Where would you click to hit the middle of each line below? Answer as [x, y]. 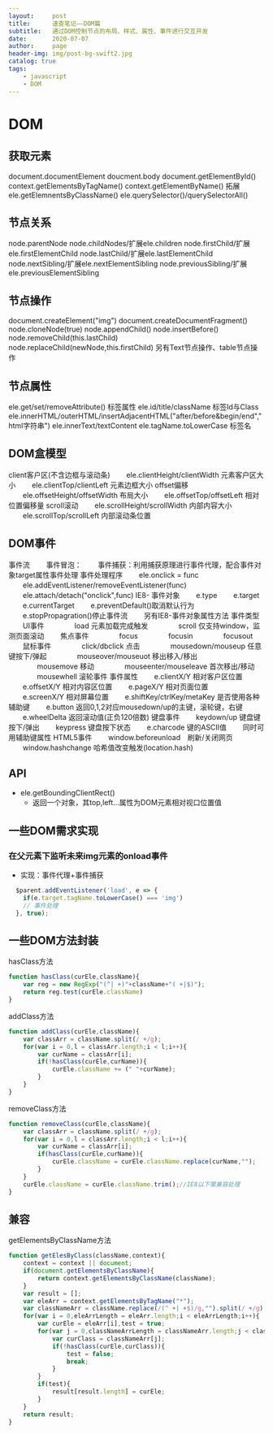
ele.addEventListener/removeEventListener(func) [104, 585]
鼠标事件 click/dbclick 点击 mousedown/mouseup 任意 [142, 646]
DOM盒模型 [37, 454]
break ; [78, 1362]
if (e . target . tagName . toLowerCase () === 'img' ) [103, 898]
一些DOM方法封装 [54, 940]
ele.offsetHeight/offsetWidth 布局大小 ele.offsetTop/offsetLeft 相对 [141, 495]
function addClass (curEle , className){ [74, 1031]
